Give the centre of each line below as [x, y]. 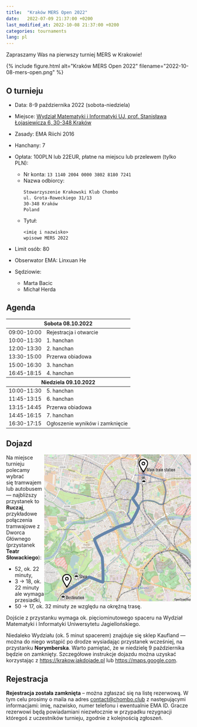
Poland [31, 210]
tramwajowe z [23, 527]
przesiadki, [28, 600]
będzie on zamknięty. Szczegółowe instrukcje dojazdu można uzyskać [91, 654]
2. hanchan [60, 349]
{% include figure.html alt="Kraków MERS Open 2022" [72, 66]
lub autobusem [24, 489]
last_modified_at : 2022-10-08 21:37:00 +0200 [62, 25]
